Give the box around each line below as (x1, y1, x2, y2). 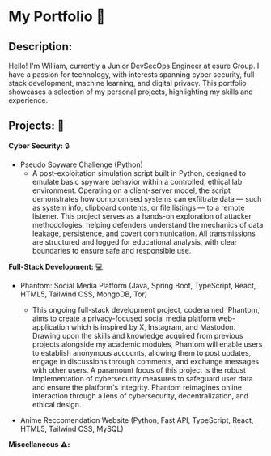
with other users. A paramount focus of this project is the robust (32, 364, 247, 375)
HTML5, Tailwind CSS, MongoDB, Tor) (19, 289, 148, 299)
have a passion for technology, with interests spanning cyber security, (8, 70, 243, 79)
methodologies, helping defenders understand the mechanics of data (32, 219, 264, 229)
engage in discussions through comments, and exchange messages (32, 356, 260, 366)
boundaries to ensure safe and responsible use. (32, 245, 192, 255)
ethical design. (32, 399, 82, 409)
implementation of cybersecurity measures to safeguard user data (32, 373, 253, 383)
